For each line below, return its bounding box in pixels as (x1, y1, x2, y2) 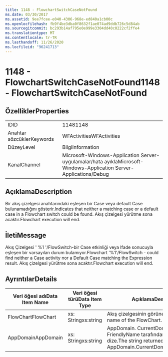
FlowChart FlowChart (7, 314, 56, 321)
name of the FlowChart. (106, 317, 162, 324)
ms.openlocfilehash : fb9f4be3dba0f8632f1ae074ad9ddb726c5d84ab (5, 21, 140, 26)
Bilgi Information (62, 143, 99, 150)
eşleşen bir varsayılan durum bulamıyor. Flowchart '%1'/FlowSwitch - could (5, 250, 159, 256)
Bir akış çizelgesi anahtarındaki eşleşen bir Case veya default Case (5, 201, 143, 207)
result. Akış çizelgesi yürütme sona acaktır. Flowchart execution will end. (5, 260, 153, 266)
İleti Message (5, 231, 46, 240)
